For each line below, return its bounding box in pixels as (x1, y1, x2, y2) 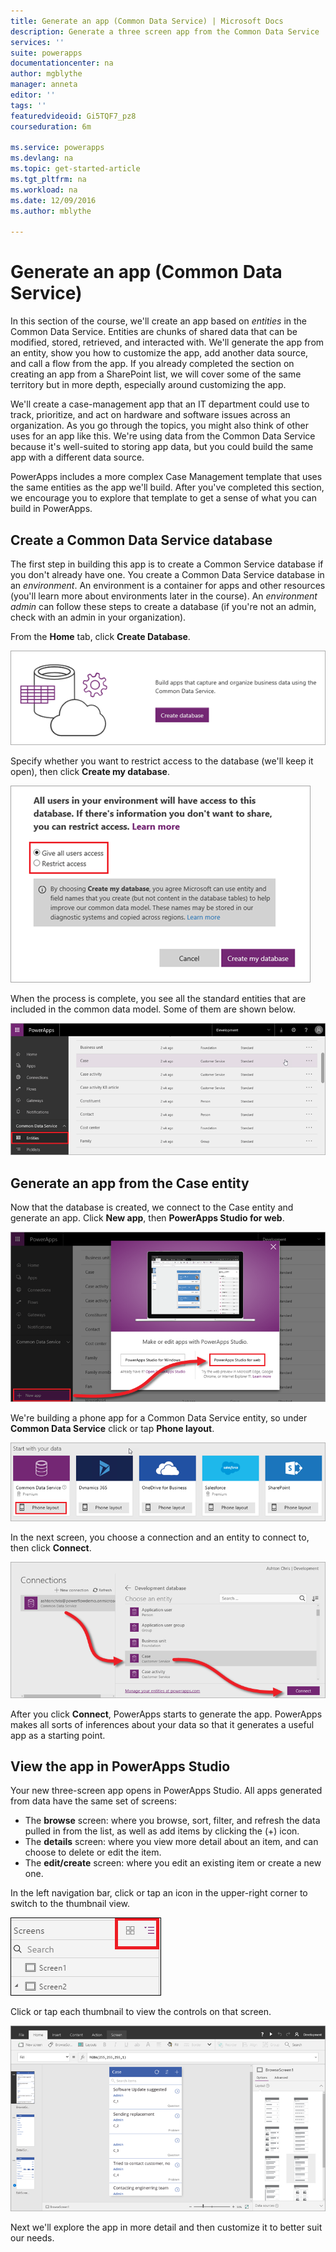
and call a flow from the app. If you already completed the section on (10, 358, 295, 370)
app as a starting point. (10, 1729, 106, 1741)
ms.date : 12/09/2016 (10, 195, 97, 205)
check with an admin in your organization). (10, 611, 187, 623)
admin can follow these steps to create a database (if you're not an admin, (10, 601, 317, 612)
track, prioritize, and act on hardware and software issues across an (10, 409, 291, 421)
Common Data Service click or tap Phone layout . (10, 1423, 215, 1435)
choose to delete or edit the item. (24, 1846, 162, 1859)
